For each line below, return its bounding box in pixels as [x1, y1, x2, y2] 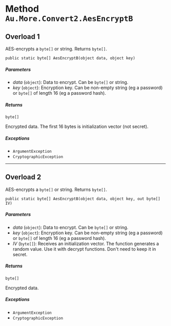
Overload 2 [5, 173, 42, 181]
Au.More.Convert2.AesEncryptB [5, 14, 133, 23]
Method [5, 3, 39, 15]
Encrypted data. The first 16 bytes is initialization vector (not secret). [5, 123, 149, 129]
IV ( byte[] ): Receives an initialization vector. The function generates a [12, 240, 159, 247]
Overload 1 [5, 32, 40, 41]
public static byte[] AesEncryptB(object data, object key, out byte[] [5, 196, 160, 201]
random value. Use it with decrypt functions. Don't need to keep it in [12, 246, 156, 252]
